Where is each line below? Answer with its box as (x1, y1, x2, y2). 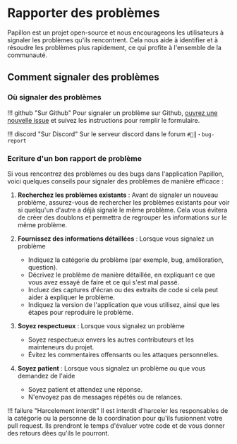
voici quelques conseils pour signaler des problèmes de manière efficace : (7, 176, 224, 185)
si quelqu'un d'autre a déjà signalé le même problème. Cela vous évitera (17, 205, 228, 214)
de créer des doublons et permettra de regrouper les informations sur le (17, 213, 227, 222)
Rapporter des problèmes (7, 5, 160, 21)
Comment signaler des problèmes (7, 71, 160, 83)
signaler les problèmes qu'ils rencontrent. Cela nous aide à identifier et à (7, 35, 219, 44)
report (7, 137, 27, 144)
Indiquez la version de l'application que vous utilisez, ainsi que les (28, 300, 220, 308)
